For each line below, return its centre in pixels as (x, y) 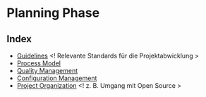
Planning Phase (53, 13)
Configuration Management (57, 78)
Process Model (39, 63)
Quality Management (47, 71)
